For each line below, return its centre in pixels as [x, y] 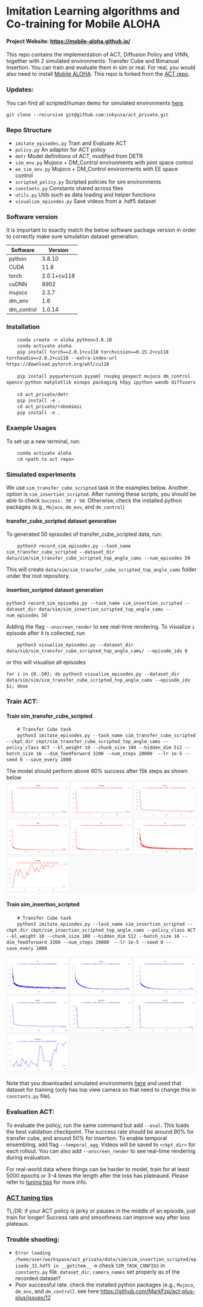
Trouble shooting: [33, 1239]
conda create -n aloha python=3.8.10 [65, 340]
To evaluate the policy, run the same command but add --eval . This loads [98, 1125]
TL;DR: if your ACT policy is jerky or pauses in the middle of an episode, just [101, 1211]
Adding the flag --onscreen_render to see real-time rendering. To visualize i [101, 627]
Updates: [20, 90]
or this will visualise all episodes [46, 663]
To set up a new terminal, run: [43, 441]
